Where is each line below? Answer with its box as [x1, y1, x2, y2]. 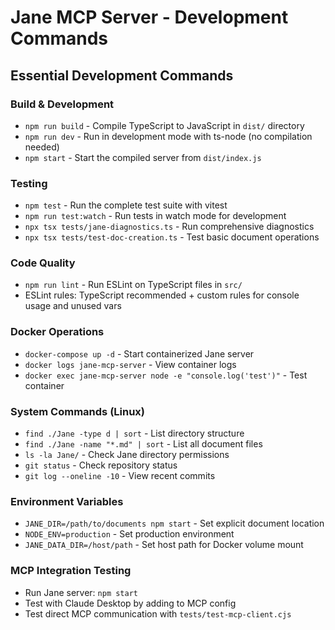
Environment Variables [10, 494, 124, 508]
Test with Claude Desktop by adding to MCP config [24, 597, 237, 609]
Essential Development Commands [10, 67, 234, 84]
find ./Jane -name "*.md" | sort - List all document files [24, 438, 263, 450]
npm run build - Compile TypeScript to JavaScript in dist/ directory [24, 119, 305, 131]
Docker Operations [10, 325, 105, 339]
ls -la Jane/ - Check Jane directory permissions [24, 449, 230, 461]
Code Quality [10, 256, 76, 270]
